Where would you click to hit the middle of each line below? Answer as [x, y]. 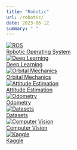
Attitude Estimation [30, 90]
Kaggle [15, 140]
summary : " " [22, 28]
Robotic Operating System [38, 52]
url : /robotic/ [25, 17]
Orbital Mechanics [29, 77]
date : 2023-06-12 [28, 23]
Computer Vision [27, 128]
